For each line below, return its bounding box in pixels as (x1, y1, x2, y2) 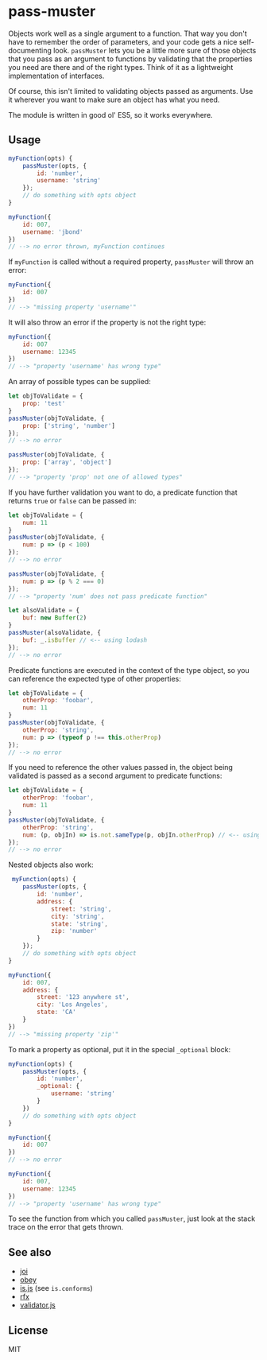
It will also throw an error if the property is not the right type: (8, 317, 207, 327)
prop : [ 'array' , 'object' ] (22, 458, 112, 467)
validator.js (19, 1300, 56, 1310)
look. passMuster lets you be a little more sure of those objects (52, 45, 257, 55)
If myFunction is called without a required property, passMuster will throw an (8, 257, 254, 266)
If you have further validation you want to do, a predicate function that (8, 488, 238, 497)
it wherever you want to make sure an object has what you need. (8, 95, 220, 104)
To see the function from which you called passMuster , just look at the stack (8, 1214, 256, 1223)
